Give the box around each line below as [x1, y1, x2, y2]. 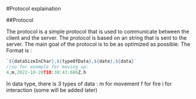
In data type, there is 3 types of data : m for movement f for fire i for [6, 80, 172, 87]
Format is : [6, 47, 32, 54]
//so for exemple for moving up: [6, 63, 89, 70]
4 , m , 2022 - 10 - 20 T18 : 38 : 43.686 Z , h [6, 69, 86, 75]
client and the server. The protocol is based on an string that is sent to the [6, 34, 187, 41]
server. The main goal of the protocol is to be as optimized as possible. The [6, 41, 191, 47]
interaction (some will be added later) [6, 86, 98, 94]
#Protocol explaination [6, 5, 61, 12]
